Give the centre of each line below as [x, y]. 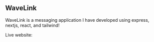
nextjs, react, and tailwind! [32, 25]
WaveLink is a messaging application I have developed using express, [77, 20]
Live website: [19, 35]
